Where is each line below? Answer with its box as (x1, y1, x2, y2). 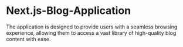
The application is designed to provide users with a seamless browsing (6, 23, 178, 30)
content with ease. (6, 35, 51, 42)
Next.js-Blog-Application (6, 4, 131, 17)
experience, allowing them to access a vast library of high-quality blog (6, 29, 177, 36)
